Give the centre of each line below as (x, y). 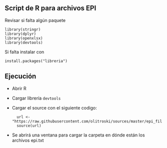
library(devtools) (24, 42)
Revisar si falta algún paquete (35, 20)
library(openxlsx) (24, 38)
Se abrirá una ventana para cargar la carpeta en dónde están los (78, 135)
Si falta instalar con (24, 51)
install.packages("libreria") (36, 61)
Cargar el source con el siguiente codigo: (54, 107)
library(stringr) (23, 29)
